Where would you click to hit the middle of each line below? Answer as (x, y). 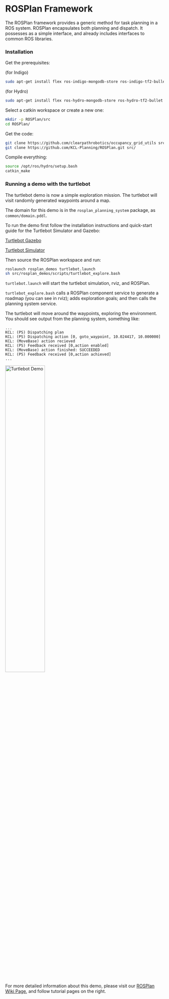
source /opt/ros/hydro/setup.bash (41, 167)
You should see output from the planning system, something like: (72, 319)
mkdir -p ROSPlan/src (28, 119)
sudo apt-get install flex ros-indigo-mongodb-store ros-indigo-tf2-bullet (86, 82)
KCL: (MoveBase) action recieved (40, 341)
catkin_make (18, 171)
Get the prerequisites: (28, 63)
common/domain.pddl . (26, 215)
